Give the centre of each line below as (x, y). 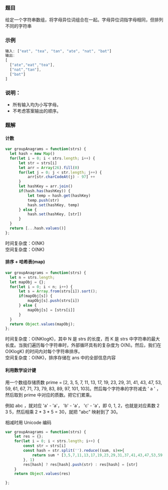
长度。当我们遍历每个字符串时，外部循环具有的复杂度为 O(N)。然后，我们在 (83, 345)
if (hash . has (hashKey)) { (44, 191)
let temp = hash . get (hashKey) (59, 196)
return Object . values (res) (42, 474)
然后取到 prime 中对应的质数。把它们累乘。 (50, 395)
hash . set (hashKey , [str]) (54, 214)
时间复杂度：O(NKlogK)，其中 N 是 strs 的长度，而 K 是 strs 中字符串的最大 (83, 339)
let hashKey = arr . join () (45, 187)
